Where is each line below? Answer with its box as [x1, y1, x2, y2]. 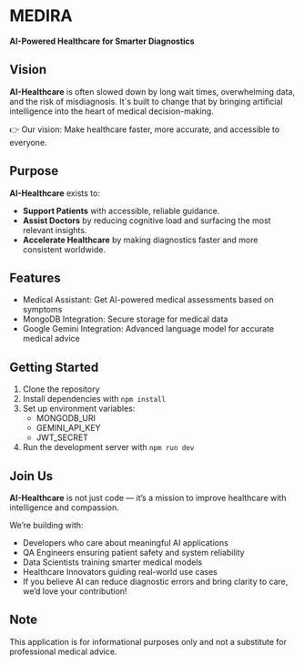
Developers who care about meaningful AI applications [22, 538, 229, 548]
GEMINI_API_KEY [35, 423, 102, 434]
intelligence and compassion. [9, 502, 120, 513]
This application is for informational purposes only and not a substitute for [9, 636, 287, 647]
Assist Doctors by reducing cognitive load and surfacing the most [22, 215, 271, 226]
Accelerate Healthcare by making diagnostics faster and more [22, 234, 258, 245]
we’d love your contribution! [22, 586, 127, 597]
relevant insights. [22, 224, 87, 235]
